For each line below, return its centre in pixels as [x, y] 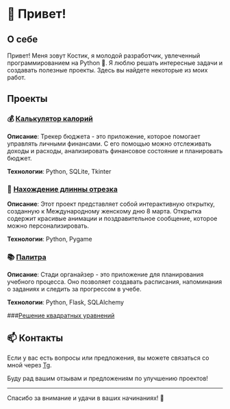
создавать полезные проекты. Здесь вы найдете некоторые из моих [107, 70]
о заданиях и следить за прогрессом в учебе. [74, 289]
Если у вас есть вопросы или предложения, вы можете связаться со [108, 358]
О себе [23, 39]
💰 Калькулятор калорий [50, 119]
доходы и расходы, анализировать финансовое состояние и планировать [115, 150]
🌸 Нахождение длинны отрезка [62, 189]
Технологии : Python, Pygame [50, 239]
